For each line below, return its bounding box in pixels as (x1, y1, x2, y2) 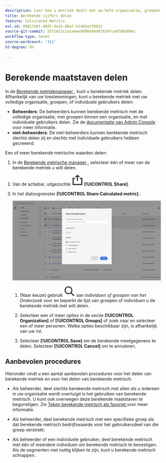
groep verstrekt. (12, 427, 45, 433)
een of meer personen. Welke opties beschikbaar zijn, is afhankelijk (19, 323, 157, 329)
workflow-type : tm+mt (5, 34, 50, 39)
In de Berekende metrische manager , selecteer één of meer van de (12, 159, 150, 165)
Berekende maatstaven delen (5, 72, 128, 83)
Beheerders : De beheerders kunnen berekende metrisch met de (12, 108, 144, 114)
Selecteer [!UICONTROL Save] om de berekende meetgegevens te (19, 338, 156, 343)
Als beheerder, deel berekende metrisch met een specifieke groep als (12, 416, 155, 422)
